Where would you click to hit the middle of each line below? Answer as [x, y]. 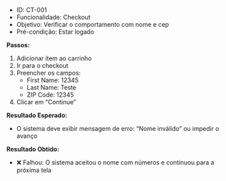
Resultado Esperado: [37, 115]
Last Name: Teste [52, 87]
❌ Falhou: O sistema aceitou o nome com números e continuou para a [115, 162]
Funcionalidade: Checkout [53, 17]
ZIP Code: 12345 [50, 95]
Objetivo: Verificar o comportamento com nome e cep [93, 24]
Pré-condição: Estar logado [55, 32]
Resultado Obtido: [33, 149]
